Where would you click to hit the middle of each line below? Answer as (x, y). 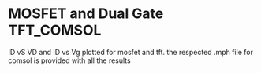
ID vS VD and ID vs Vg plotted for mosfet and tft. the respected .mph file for (131, 52)
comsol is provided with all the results (70, 60)
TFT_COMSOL (55, 30)
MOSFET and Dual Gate (86, 14)
